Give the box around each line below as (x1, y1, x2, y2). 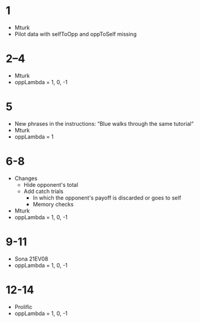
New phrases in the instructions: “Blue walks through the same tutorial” (14, 120, 194, 127)
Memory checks (32, 200, 74, 208)
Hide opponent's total (23, 181, 79, 188)
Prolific (14, 303, 33, 310)
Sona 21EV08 (14, 255, 48, 263)
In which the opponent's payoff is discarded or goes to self (32, 194, 181, 201)
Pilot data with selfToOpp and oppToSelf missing (14, 30, 137, 37)
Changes (14, 175, 38, 182)
